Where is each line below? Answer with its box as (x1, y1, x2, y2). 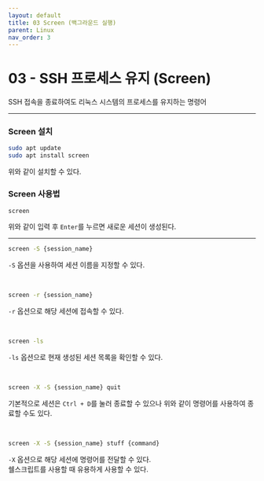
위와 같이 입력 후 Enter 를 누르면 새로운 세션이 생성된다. (8, 222, 177, 232)
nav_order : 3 (8, 33, 51, 42)
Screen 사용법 (8, 189, 60, 200)
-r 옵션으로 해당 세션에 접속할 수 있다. (8, 307, 124, 316)
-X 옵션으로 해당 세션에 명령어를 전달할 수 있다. (8, 454, 152, 464)
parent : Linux (8, 26, 55, 34)
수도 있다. (22, 408, 53, 417)
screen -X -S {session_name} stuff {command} (8, 439, 159, 447)
